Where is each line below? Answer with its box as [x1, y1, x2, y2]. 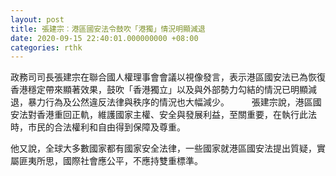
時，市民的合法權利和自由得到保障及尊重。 [10, 121, 186, 133]
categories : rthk [10, 42, 83, 53]
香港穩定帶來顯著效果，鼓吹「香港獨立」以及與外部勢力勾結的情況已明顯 [10, 84, 308, 96]
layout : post [10, 14, 65, 25]
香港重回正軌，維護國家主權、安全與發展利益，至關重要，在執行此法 [36, 109, 317, 121]
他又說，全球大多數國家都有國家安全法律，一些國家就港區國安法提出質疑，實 [10, 142, 326, 155]
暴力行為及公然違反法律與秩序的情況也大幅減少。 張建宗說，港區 [27, 96, 313, 108]
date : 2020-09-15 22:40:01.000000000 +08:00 [10, 33, 199, 43]
